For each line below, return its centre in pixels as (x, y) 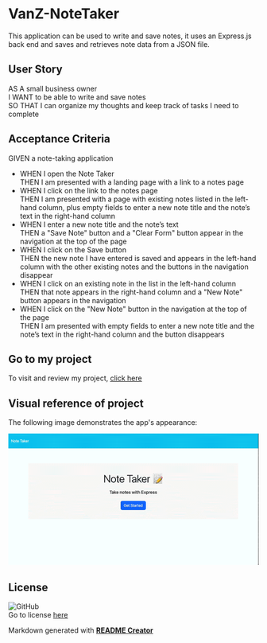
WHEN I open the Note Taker (67, 173)
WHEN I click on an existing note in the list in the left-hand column (128, 283)
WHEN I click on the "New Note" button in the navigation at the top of (133, 309)
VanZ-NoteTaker (64, 14)
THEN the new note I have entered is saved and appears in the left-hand (138, 258)
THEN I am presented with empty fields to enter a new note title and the (137, 325)
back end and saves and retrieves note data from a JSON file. (109, 44)
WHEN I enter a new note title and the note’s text (99, 224)
